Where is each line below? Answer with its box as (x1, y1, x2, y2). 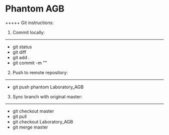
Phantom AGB (5, 3, 64, 15)
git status (12, 44, 32, 50)
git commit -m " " (12, 60, 47, 66)
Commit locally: (12, 29, 45, 35)
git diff (12, 49, 27, 55)
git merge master (12, 124, 48, 130)
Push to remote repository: (12, 69, 68, 75)
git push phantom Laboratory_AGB (12, 84, 84, 90)
